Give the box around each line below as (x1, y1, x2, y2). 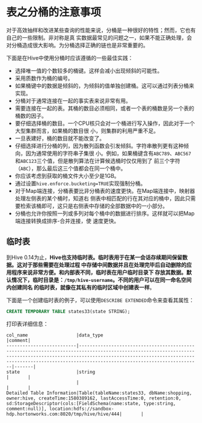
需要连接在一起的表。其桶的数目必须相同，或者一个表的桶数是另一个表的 (14, 105, 194, 112)
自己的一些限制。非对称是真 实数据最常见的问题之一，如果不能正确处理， (6, 34, 187, 41)
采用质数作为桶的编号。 (14, 75, 73, 82)
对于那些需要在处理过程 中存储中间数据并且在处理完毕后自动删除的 (22, 261, 187, 268)
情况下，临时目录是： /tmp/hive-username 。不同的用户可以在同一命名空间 (11, 276, 192, 283)
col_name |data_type (6, 332, 103, 338)
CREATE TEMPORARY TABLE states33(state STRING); (6, 308, 130, 314)
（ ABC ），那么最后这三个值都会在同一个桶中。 (14, 165, 126, 172)
